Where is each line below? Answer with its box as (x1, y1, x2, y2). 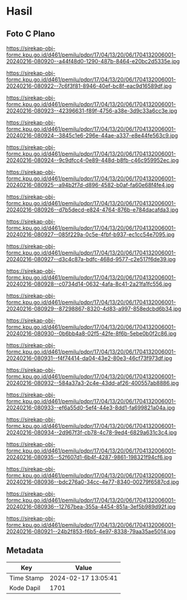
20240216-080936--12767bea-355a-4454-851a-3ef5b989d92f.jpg (6, 503, 176, 510)
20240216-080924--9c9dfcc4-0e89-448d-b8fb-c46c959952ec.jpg (6, 157, 179, 164)
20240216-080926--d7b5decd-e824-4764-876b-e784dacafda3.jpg (6, 206, 178, 213)
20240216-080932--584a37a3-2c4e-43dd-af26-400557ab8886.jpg (6, 379, 179, 386)
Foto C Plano (6, 29, 55, 39)
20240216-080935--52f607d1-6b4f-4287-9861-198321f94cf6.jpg (6, 454, 172, 461)
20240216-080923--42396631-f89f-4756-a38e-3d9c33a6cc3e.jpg (6, 107, 177, 114)
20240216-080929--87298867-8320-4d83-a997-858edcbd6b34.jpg (6, 305, 182, 312)
